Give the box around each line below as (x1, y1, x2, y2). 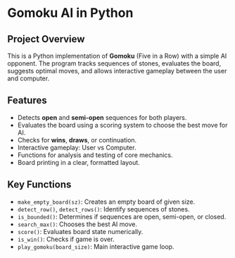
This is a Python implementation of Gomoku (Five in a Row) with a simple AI (7, 51, 227, 60)
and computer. (7, 74, 50, 82)
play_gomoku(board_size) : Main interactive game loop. (17, 242, 174, 251)
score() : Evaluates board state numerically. (17, 227, 144, 235)
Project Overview (7, 33, 85, 45)
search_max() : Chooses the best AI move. (17, 220, 137, 228)
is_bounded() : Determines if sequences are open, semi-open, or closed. (17, 212, 227, 221)
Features (7, 94, 47, 106)
